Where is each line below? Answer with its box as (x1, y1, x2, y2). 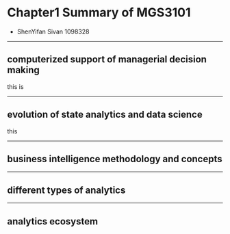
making (7, 64, 40, 76)
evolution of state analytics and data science (7, 109, 203, 120)
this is (7, 82, 24, 90)
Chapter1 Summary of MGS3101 (7, 5, 191, 21)
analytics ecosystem (7, 216, 98, 227)
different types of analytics (7, 184, 126, 196)
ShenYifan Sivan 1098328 (16, 27, 90, 36)
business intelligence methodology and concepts (7, 153, 222, 165)
